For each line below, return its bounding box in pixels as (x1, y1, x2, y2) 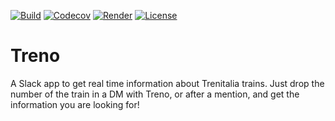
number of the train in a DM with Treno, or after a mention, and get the (10, 88, 300, 100)
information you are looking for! (10, 98, 140, 110)
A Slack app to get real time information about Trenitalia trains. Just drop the (10, 77, 325, 89)
